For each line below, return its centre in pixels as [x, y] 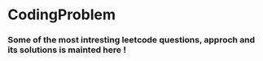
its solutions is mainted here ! [67, 50]
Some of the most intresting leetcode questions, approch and [131, 40]
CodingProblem [61, 15]
